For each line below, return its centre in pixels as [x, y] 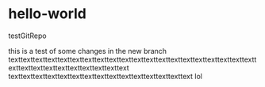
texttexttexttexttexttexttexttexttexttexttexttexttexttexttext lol [105, 76]
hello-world [48, 14]
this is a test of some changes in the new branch [88, 51]
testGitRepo [27, 36]
